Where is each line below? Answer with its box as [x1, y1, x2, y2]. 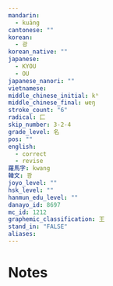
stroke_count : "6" [8, 107, 68, 114]
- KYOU [15, 63, 37, 71]
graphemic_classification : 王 [8, 215, 105, 223]
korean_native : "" [8, 48, 68, 56]
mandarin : [8, 11, 41, 20]
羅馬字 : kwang [8, 165, 51, 172]
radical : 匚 [8, 114, 46, 121]
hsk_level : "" [8, 186, 55, 194]
